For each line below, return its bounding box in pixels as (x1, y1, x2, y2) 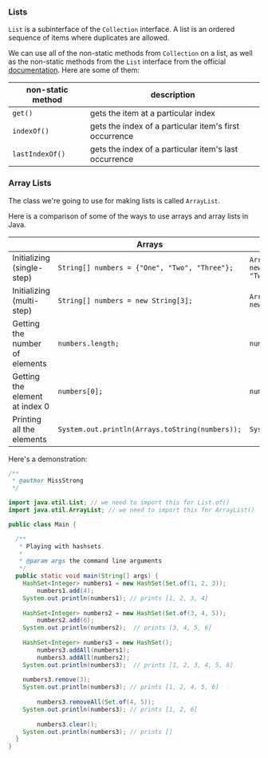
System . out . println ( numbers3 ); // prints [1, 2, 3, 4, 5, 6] (22, 661, 234, 669)
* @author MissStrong (11, 477, 84, 485)
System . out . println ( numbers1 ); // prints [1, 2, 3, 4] (22, 594, 209, 602)
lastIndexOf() (12, 150, 66, 159)
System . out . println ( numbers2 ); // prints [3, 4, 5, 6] (22, 624, 213, 632)
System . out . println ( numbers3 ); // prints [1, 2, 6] (22, 705, 198, 713)
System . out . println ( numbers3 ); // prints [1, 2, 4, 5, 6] (22, 683, 219, 692)
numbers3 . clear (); (37, 720, 98, 728)
